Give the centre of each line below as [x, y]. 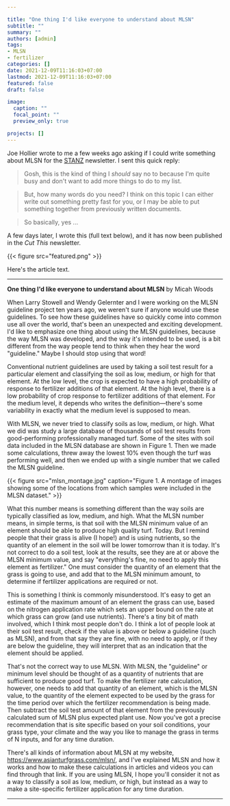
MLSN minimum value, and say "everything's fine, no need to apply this [108, 559]
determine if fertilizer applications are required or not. [83, 581]
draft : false [26, 90]
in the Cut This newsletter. [44, 242]
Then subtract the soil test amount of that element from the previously [106, 710]
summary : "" [24, 32]
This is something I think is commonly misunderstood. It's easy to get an [109, 595]
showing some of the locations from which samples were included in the [109, 488]
